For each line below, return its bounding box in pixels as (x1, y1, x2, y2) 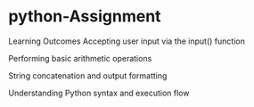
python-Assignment (8, 6, 161, 27)
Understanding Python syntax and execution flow (8, 87, 190, 98)
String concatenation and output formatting (8, 70, 168, 81)
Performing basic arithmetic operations (8, 53, 152, 63)
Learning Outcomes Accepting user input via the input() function (8, 36, 246, 46)
